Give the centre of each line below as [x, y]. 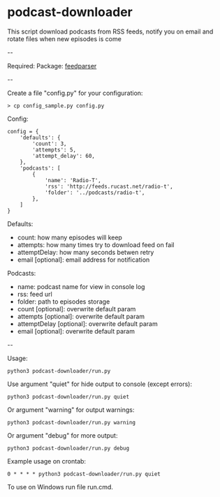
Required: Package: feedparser [52, 66]
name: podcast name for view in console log [81, 286]
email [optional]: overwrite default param [76, 331]
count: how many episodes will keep [69, 237]
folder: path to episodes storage [64, 302]
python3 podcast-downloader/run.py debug [68, 448]
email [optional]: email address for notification [83, 260]
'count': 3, [50, 144]
